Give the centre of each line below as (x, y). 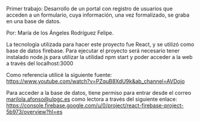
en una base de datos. (34, 21)
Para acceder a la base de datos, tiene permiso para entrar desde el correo (99, 93)
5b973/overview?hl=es (34, 112)
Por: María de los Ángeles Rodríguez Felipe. (60, 33)
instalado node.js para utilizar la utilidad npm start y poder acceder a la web (99, 57)
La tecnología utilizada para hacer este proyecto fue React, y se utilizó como (100, 44)
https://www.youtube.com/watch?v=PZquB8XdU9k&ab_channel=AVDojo (96, 81)
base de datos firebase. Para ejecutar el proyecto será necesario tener (93, 51)
